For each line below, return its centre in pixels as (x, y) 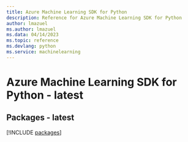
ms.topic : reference (33, 40)
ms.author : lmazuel (31, 29)
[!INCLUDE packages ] (34, 132)
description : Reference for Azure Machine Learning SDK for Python (94, 18)
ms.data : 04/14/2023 (33, 35)
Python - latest (45, 95)
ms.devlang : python (31, 47)
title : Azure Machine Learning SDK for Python (67, 12)
